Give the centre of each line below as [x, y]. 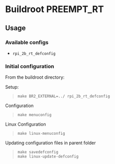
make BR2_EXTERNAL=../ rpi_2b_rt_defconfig [64, 96]
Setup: [12, 87]
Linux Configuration [26, 124]
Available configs [27, 42]
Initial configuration [30, 66]
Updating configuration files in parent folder [51, 143]
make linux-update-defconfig [48, 157]
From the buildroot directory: [35, 77]
